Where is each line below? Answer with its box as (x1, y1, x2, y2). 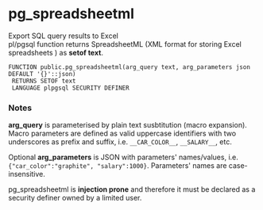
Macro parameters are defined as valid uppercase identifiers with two (8, 128, 237, 139)
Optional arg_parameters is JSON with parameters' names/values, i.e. (8, 152, 238, 162)
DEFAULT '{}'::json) (8, 70, 77, 78)
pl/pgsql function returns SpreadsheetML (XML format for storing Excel (8, 39, 242, 48)
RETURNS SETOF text (11, 77, 77, 85)
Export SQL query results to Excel (8, 31, 119, 40)
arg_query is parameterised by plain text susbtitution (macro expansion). (8, 120, 248, 130)
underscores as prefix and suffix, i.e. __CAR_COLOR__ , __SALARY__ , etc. (8, 137, 232, 147)
